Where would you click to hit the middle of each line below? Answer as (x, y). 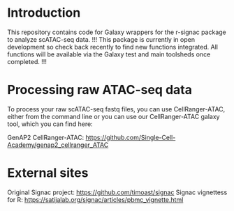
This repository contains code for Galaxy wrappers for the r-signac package (117, 32)
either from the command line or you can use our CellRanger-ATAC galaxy (114, 116)
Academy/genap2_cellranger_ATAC (58, 145)
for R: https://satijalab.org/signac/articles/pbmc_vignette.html (95, 199)
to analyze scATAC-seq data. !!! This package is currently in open (101, 39)
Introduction (44, 13)
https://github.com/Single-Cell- (131, 137)
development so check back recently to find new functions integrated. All (113, 47)
